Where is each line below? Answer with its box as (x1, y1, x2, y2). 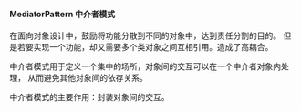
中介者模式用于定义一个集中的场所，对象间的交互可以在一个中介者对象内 (9, 61, 281, 72)
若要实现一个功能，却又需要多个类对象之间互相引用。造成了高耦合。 (16, 42, 274, 53)
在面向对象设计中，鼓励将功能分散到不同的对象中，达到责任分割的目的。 (9, 30, 281, 41)
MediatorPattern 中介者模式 (9, 8, 116, 19)
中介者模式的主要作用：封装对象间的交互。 (9, 92, 170, 103)
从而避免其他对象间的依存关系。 (26, 73, 148, 84)
